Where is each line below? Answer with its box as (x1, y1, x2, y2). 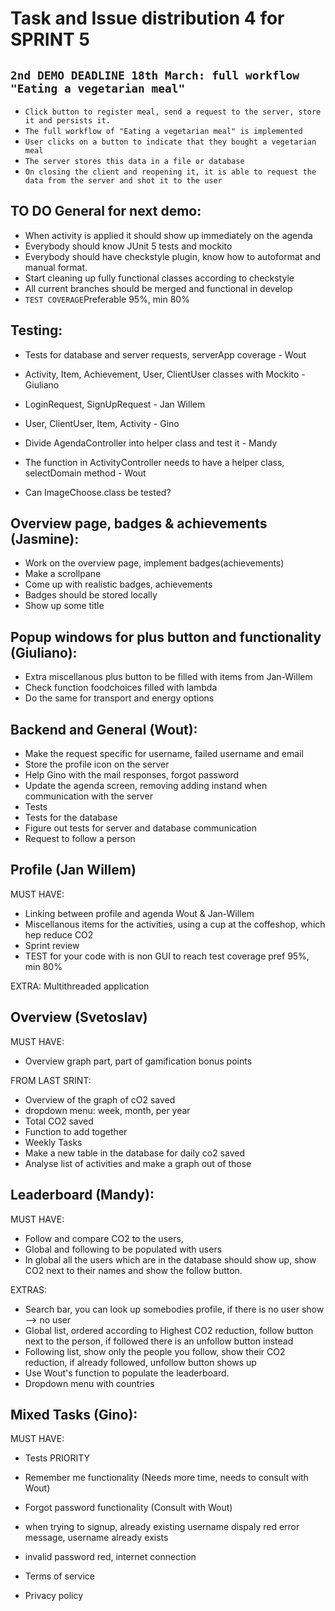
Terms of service (24, 1570, 95, 1582)
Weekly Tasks (24, 1136, 83, 1148)
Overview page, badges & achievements (10, 515, 268, 532)
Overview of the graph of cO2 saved (24, 1093, 176, 1106)
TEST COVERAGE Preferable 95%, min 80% (24, 293, 190, 305)
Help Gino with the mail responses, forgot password (24, 769, 240, 781)
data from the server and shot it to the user (24, 176, 223, 186)
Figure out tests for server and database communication (24, 822, 257, 834)
